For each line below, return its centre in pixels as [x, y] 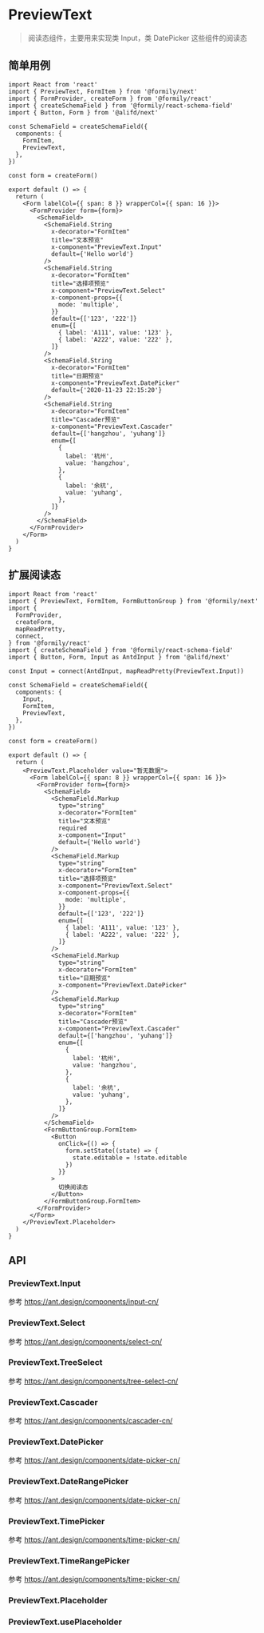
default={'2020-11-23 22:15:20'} [106, 390]
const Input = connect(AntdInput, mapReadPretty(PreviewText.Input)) [126, 671]
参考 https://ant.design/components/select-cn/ [85, 1341]
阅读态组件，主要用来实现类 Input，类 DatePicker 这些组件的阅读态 [137, 38]
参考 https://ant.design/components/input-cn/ [84, 1302]
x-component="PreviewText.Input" [106, 247]
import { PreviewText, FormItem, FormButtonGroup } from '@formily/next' [134, 601]
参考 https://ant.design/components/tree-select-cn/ [93, 1381]
